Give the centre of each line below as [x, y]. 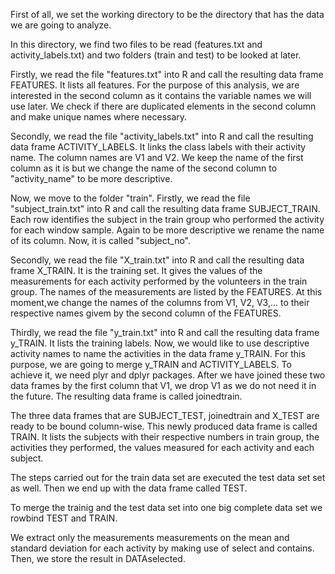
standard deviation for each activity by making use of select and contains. [162, 548]
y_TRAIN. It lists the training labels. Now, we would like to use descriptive [160, 343]
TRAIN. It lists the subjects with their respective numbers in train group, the [165, 437]
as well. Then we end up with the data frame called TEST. [129, 488]
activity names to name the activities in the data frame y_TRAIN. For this [158, 353]
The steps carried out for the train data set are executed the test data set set [168, 477]
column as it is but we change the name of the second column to [144, 168]
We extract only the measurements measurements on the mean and [150, 537]
